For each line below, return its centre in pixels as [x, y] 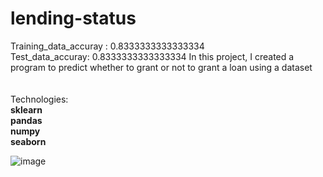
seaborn [28, 141]
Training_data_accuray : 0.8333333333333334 [107, 46]
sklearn [26, 109]
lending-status [73, 18]
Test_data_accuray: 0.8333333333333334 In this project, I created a [152, 56]
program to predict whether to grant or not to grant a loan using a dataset [161, 67]
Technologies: [39, 99]
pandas [26, 120]
